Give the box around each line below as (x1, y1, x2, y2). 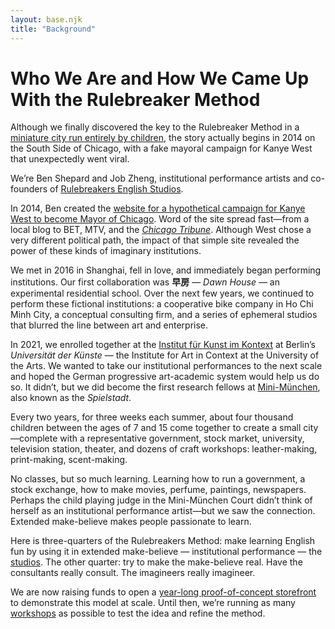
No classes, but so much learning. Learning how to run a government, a (10, 473, 306, 485)
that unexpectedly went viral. (10, 153, 130, 165)
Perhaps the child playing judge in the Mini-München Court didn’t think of (10, 494, 313, 506)
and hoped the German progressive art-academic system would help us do (10, 371, 320, 383)
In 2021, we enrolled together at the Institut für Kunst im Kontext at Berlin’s (10, 339, 316, 351)
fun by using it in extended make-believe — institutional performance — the (10, 546, 323, 558)
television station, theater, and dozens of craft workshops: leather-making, (10, 443, 318, 455)
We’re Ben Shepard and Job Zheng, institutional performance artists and (10, 172, 309, 185)
